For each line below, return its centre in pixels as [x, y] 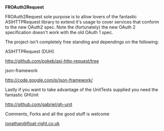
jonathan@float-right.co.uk [33, 123]
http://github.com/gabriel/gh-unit [39, 104]
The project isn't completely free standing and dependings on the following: [82, 42]
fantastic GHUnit [22, 95]
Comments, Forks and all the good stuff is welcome [57, 114]
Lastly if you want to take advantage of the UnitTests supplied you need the [82, 90]
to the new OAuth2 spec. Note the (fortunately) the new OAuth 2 [70, 27]
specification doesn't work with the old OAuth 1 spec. [59, 32]
